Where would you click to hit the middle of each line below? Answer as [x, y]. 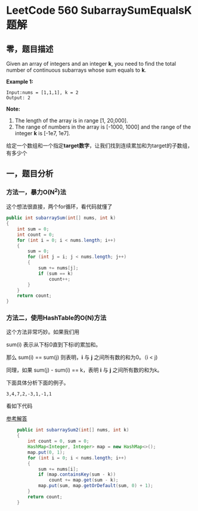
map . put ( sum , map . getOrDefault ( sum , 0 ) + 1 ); [95, 486]
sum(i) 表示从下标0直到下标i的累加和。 [54, 345]
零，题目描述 [30, 49]
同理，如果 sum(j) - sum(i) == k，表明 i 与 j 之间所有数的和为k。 [84, 370]
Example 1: [20, 82]
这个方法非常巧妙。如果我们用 [43, 332]
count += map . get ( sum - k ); [83, 480]
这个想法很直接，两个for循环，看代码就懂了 [59, 206]
